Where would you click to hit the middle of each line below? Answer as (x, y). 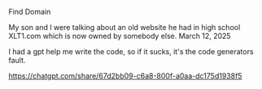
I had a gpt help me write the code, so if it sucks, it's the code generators (131, 51)
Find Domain (30, 12)
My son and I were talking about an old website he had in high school (124, 27)
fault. (17, 60)
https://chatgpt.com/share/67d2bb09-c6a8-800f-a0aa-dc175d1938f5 (125, 76)
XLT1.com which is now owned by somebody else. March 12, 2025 (120, 36)
